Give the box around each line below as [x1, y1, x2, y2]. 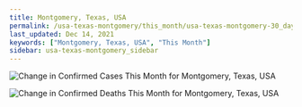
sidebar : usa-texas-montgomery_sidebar [9, 46, 159, 55]
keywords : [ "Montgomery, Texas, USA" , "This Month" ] [9, 37, 211, 47]
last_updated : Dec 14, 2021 [9, 29, 115, 38]
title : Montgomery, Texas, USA [9, 12, 127, 22]
